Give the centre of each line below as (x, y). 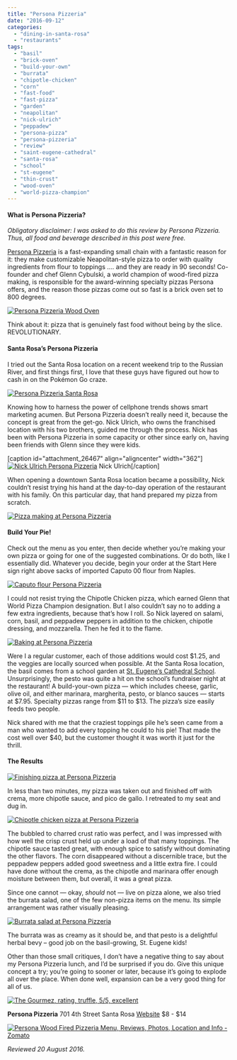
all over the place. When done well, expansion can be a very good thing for (117, 979)
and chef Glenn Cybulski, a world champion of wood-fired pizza (125, 275)
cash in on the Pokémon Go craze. (58, 379)
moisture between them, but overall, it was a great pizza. (90, 879)
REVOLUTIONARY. (34, 332)
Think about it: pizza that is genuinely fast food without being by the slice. (115, 324)
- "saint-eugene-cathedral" (55, 153)
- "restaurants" (37, 40)
